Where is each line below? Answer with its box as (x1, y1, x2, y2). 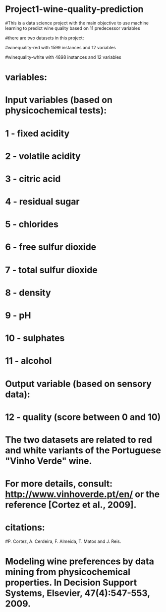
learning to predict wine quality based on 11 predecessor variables (5, 25, 140, 31)
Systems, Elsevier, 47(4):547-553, (5, 588, 150, 599)
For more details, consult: (5, 478, 113, 490)
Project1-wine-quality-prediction (5, 3, 144, 15)
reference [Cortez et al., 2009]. (5, 499, 137, 510)
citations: (5, 522, 46, 533)
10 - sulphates (5, 332, 65, 344)
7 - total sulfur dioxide (5, 264, 98, 276)
